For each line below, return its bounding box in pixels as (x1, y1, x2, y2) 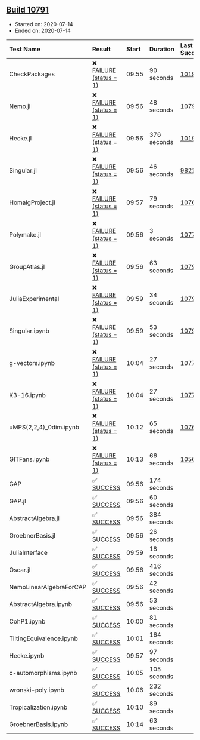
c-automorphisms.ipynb (9, 668, 77, 677)
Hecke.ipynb (9, 651, 45, 659)
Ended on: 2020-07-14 (14, 27, 71, 34)
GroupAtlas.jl (9, 262, 45, 271)
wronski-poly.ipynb (9, 686, 64, 694)
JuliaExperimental (9, 294, 60, 303)
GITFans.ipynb (9, 455, 50, 463)
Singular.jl (9, 166, 37, 174)
